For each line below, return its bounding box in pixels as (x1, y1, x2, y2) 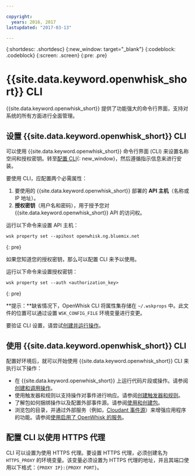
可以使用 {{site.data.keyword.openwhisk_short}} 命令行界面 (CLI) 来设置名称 (6, 148, 189, 155)
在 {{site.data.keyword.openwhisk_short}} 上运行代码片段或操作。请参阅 (14, 377, 189, 384)
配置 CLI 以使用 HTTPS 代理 (6, 433, 106, 443)
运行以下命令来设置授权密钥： (6, 268, 78, 275)
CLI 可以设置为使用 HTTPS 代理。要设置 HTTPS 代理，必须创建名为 (6, 449, 168, 456)
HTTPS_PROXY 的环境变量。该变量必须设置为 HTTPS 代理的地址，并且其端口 (6, 456, 184, 463)
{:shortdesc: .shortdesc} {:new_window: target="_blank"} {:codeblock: (6, 46, 176, 53)
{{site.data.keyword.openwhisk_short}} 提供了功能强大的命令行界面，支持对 (6, 105, 189, 112)
